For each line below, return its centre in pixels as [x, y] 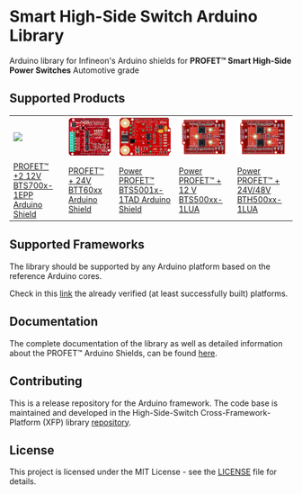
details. [23, 481]
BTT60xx [85, 190]
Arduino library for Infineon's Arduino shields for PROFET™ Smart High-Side [151, 60]
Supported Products [67, 99]
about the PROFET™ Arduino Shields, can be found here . [113, 353]
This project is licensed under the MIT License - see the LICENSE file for [143, 472]
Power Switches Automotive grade [74, 70]
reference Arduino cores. [56, 275]
